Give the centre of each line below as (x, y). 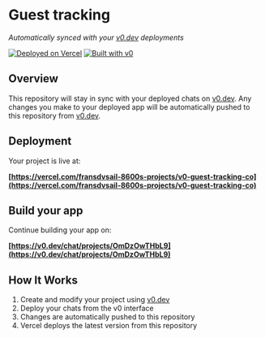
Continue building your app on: (60, 230)
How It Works (43, 280)
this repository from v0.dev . (55, 115)
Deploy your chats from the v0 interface (87, 308)
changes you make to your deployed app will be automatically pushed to (129, 106)
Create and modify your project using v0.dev (95, 300)
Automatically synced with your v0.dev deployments (96, 37)
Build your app (46, 210)
